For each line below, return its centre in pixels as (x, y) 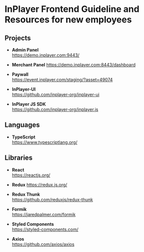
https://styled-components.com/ (45, 229)
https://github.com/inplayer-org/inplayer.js (55, 109)
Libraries (19, 158)
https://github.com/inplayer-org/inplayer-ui (55, 94)
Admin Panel (25, 50)
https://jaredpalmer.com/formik (44, 214)
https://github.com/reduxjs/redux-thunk (52, 199)
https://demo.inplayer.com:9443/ (46, 55)
